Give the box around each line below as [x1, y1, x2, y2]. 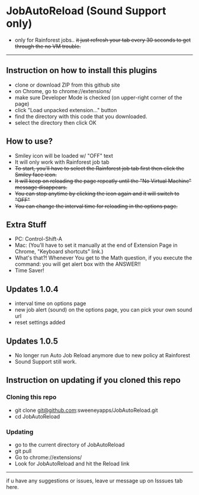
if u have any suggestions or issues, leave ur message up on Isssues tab [6, 477, 183, 484]
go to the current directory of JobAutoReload [14, 441, 125, 448]
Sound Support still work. [14, 358, 77, 365]
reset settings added [14, 319, 66, 326]
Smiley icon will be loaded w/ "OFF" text [14, 152, 114, 159]
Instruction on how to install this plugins [6, 65, 158, 75]
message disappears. [14, 183, 68, 191]
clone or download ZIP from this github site [14, 81, 120, 88]
